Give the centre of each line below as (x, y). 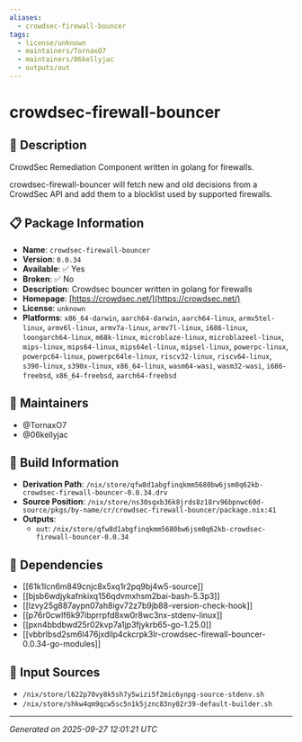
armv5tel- (257, 318)
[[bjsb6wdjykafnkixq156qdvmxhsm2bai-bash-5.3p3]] (121, 596)
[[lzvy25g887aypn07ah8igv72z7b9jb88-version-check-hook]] (138, 606)
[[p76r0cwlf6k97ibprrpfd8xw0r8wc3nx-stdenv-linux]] (122, 615)
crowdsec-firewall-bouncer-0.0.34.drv (95, 493)
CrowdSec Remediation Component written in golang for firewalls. (132, 166)
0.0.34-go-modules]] (62, 644)
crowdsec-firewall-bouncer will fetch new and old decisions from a (133, 184)
